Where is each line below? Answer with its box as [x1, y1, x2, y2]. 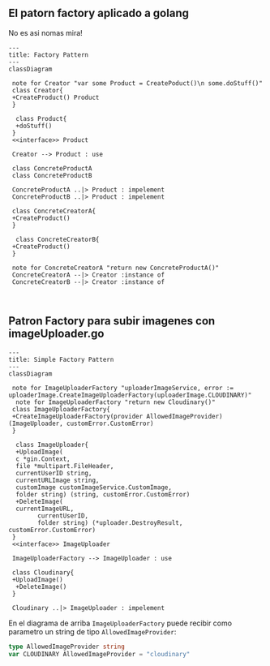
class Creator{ [11, 86, 63, 94]
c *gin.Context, [15, 454, 71, 463]
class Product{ [15, 114, 67, 122]
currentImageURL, [15, 505, 75, 513]
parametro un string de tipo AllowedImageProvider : [8, 626, 177, 636]
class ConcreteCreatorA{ [11, 207, 96, 215]
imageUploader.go [8, 327, 105, 341]
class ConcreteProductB [11, 171, 92, 179]
